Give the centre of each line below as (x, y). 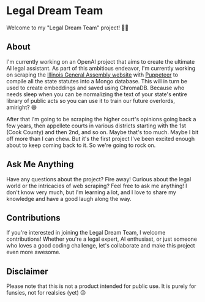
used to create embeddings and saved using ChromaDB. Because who (95, 88)
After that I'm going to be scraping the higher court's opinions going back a (101, 119)
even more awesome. (34, 252)
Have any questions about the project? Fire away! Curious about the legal (99, 179)
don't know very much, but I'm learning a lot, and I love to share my (91, 192)
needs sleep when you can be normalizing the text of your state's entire (97, 94)
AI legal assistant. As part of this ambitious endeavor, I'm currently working (101, 68)
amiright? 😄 (22, 107)
